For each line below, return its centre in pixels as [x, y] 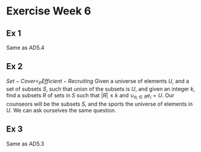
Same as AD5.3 [25, 144]
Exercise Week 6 [49, 11]
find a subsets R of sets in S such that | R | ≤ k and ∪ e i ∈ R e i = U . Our [90, 96]
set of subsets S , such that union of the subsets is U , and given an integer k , [101, 89]
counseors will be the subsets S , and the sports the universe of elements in [100, 104]
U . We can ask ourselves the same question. [61, 110]
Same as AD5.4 [26, 47]
